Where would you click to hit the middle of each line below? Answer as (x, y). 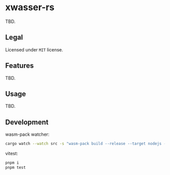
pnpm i (12, 163)
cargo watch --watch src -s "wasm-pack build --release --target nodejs (83, 144)
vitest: (12, 154)
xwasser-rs (30, 7)
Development (27, 122)
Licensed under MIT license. (34, 49)
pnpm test (16, 167)
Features (19, 66)
